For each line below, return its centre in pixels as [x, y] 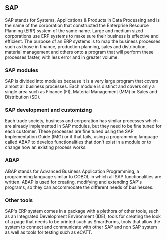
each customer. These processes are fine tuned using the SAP [69, 131]
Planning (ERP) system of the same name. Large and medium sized [74, 31]
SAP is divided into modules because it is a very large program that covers [82, 81]
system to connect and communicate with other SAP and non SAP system [81, 227]
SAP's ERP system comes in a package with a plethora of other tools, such [82, 211]
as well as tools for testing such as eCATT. [49, 232]
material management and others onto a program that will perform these [79, 52]
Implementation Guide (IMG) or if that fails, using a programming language [82, 137]
